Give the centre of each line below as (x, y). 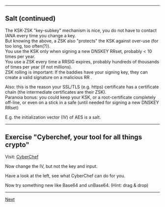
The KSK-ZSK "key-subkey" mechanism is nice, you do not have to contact (81, 30)
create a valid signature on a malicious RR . (49, 77)
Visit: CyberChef (22, 156)
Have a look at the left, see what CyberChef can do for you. (65, 176)
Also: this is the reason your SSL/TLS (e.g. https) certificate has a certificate (82, 87)
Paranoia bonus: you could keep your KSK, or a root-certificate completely (81, 97)
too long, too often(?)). (28, 46)
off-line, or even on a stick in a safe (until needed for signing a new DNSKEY (82, 102)
